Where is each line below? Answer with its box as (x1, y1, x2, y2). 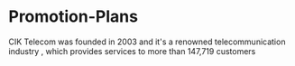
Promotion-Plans (8, 6, 139, 27)
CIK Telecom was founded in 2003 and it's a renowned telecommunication (8, 36, 286, 47)
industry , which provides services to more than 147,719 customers (8, 45, 256, 56)
